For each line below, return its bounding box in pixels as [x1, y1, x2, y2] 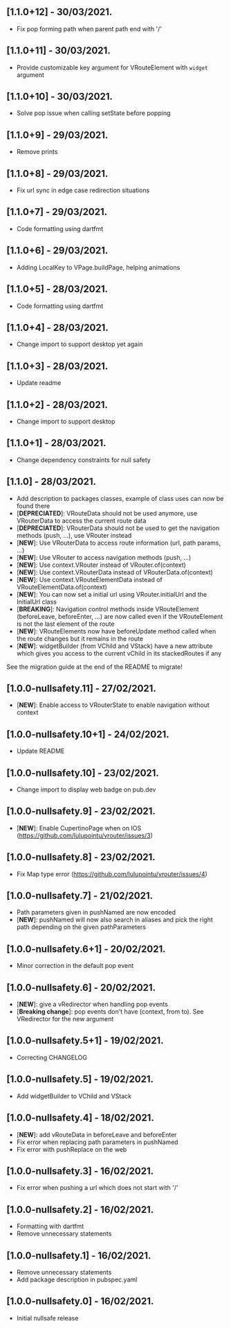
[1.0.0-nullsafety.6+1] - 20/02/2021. [6, 943, 166, 955]
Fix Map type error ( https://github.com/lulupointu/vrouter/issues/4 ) [16, 869, 208, 878]
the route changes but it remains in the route [16, 634, 143, 642]
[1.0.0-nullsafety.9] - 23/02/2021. [6, 806, 156, 817]
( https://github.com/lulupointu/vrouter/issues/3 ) [16, 831, 154, 840]
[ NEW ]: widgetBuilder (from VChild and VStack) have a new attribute [16, 642, 213, 650]
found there [16, 502, 50, 510]
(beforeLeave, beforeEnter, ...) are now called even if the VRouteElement [16, 612, 223, 620]
